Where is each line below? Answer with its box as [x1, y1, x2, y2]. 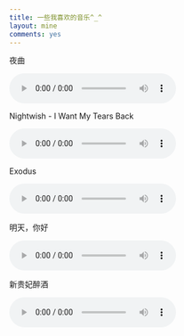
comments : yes [9, 29, 62, 38]
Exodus [9, 166, 37, 176]
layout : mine [9, 21, 58, 30]
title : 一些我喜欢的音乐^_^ [9, 12, 102, 22]
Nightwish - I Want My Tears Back [9, 111, 134, 121]
